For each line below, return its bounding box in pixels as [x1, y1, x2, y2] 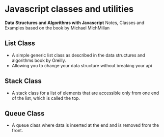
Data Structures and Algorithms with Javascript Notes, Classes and [4, 20, 144, 26]
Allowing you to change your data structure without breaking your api [11, 62, 152, 68]
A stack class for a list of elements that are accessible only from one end [11, 90, 159, 96]
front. [11, 128, 23, 134]
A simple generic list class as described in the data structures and [11, 52, 145, 58]
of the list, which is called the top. [11, 95, 80, 101]
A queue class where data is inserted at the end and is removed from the [11, 122, 159, 128]
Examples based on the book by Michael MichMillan [4, 25, 110, 30]
